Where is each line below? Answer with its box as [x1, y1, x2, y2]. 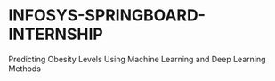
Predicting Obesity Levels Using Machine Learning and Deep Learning [8, 53, 266, 64]
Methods [8, 63, 42, 74]
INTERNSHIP [8, 24, 103, 45]
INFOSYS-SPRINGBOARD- [8, 5, 206, 26]
